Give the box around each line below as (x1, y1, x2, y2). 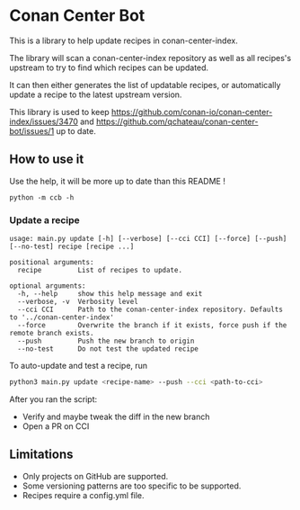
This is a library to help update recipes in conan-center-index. (9, 35, 238, 46)
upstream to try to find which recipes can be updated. (9, 62, 209, 73)
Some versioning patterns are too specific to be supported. (22, 480, 242, 491)
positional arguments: (9, 258, 94, 267)
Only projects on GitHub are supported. (22, 470, 169, 481)
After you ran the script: (9, 393, 98, 405)
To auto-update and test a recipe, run (9, 361, 148, 371)
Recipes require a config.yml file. (22, 489, 146, 500)
